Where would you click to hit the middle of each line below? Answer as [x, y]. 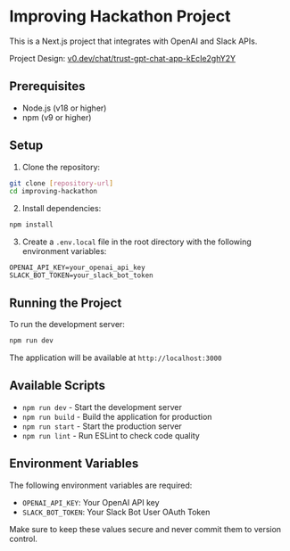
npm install [31, 225]
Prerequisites [47, 86]
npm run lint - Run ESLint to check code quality [111, 435]
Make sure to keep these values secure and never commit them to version [145, 529]
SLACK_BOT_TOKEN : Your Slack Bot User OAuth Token [116, 512]
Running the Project [66, 303]
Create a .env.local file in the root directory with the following [137, 242]
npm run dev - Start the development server [102, 407]
